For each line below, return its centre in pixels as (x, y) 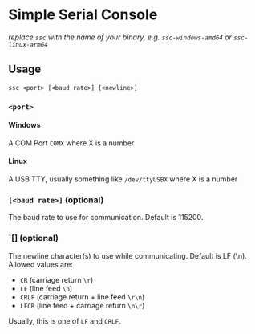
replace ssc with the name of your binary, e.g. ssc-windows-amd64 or (120, 37)
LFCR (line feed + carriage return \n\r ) (82, 305)
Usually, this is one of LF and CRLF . (65, 321)
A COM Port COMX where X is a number (71, 143)
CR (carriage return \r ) (57, 279)
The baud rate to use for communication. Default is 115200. (106, 218)
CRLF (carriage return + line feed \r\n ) (82, 297)
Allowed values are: (41, 264)
